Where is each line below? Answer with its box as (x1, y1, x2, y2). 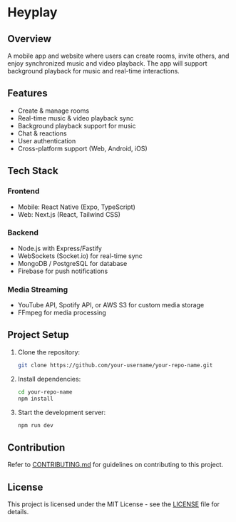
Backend (7, 227, 39, 237)
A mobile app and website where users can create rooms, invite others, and (7, 51, 230, 60)
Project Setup (7, 329, 70, 341)
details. (7, 508, 29, 516)
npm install (17, 395, 53, 402)
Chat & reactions (17, 129, 67, 138)
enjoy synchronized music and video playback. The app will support (7, 59, 208, 68)
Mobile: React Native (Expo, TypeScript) (17, 203, 135, 211)
